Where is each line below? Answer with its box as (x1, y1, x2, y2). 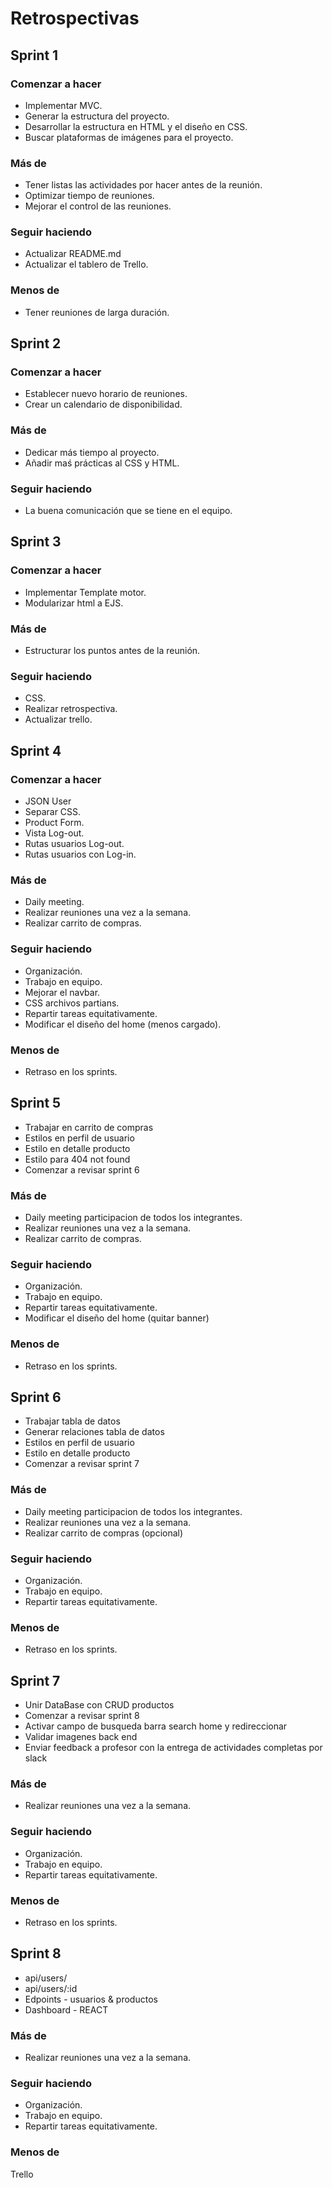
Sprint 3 (10, 533, 62, 551)
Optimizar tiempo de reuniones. (24, 190, 155, 202)
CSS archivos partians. (24, 997, 120, 1009)
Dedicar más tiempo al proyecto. (24, 446, 160, 458)
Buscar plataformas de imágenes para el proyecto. (24, 131, 234, 143)
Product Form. (24, 817, 85, 829)
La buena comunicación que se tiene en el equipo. (24, 505, 233, 517)
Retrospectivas (10, 7, 140, 30)
